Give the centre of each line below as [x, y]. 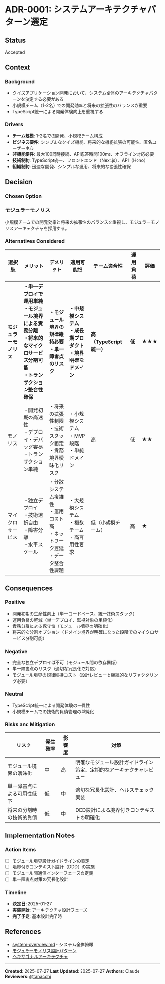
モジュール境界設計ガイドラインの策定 [51, 861]
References [23, 932]
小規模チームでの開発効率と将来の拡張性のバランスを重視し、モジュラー [78, 222]
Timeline [16, 893]
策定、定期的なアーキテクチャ [110, 770]
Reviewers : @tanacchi [28, 976]
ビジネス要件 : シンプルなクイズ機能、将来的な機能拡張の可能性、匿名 [82, 142]
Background [20, 82]
